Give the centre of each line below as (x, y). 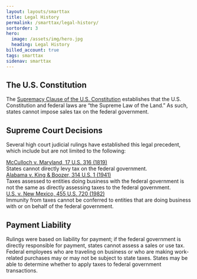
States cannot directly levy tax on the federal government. (77, 168)
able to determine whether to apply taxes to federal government (84, 264)
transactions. (22, 270)
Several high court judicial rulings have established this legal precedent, (93, 145)
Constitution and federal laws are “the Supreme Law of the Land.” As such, (97, 106)
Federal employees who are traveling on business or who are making (90, 251)
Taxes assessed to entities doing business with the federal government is (95, 181)
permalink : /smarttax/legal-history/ (52, 22)
